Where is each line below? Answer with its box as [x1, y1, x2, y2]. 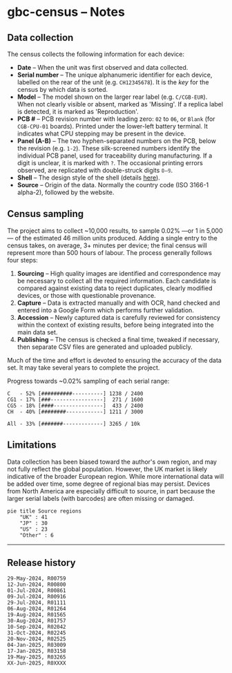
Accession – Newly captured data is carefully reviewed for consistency [17, 313, 221, 321]
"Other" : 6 [19, 531, 54, 539]
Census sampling [7, 208, 84, 220]
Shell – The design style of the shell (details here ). [17, 173, 160, 182]
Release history [7, 557, 76, 569]
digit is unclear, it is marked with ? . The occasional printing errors [17, 159, 204, 167]
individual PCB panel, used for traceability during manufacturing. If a [17, 151, 213, 160]
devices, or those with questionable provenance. [17, 291, 157, 299]
